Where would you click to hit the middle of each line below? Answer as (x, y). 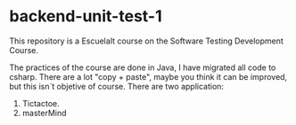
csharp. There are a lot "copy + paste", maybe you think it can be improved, (148, 76)
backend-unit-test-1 (86, 16)
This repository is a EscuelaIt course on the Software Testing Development (146, 41)
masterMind (44, 113)
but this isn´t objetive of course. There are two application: (117, 86)
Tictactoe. (41, 103)
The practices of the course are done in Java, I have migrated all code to (143, 67)
